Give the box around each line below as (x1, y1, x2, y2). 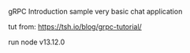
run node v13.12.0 (8, 37, 65, 47)
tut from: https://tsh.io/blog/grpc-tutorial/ (8, 22, 142, 31)
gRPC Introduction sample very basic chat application (8, 7, 183, 16)
